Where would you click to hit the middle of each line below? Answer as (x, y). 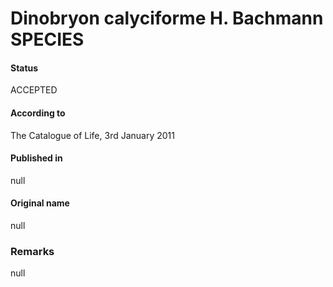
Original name (40, 203)
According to (38, 113)
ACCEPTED (34, 90)
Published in (36, 158)
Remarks (32, 251)
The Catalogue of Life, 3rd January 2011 (92, 135)
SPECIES (47, 39)
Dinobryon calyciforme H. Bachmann (167, 18)
